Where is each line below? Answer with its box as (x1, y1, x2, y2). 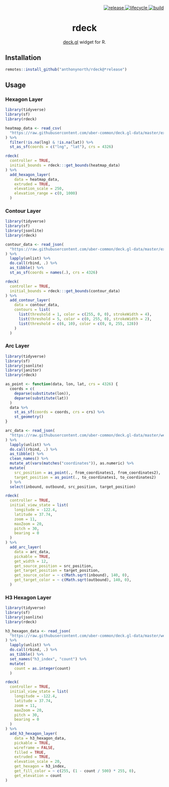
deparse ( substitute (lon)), (14, 391, 71, 396)
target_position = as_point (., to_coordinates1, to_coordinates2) (14, 475, 156, 480)
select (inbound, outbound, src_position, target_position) (10, 484, 136, 489)
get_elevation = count (14, 773, 62, 778)
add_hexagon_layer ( (10, 172, 51, 177)
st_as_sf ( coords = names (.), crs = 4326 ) (10, 270, 98, 275)
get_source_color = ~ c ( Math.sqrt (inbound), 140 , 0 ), (14, 573, 129, 578)
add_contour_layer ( (10, 298, 51, 303)
